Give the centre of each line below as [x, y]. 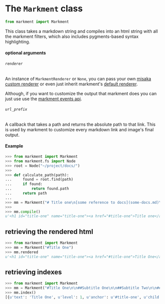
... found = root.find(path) [39, 180]
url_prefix [16, 110]
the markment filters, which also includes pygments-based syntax [72, 36]
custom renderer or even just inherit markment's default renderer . [71, 84]
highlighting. [18, 41]
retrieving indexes [34, 272]
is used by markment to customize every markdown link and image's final [79, 129]
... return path [26, 193]
